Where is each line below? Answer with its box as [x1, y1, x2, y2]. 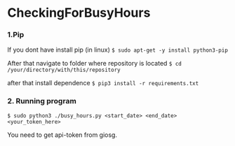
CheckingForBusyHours [7, 5, 151, 21]
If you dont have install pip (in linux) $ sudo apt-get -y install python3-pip [7, 45, 228, 54]
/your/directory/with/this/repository [7, 66, 121, 74]
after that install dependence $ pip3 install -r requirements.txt [7, 79, 199, 87]
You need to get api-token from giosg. [7, 131, 118, 139]
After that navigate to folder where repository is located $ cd [7, 59, 182, 68]
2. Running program [7, 96, 77, 106]
